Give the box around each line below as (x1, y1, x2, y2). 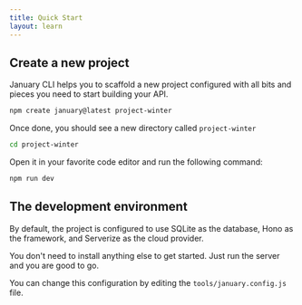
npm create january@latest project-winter (9, 106, 172, 116)
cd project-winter (9, 140, 79, 149)
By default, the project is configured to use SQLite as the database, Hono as (9, 223, 294, 234)
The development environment (9, 199, 188, 214)
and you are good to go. (9, 260, 100, 271)
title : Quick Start (9, 13, 83, 23)
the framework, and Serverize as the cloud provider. (9, 233, 204, 243)
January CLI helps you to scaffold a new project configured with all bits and (9, 79, 292, 91)
